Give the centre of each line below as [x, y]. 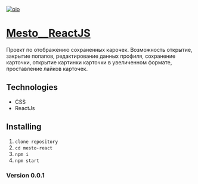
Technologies [32, 87]
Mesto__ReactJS [48, 33]
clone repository [36, 142]
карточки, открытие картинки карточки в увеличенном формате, [89, 62]
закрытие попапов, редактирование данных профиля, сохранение [91, 56]
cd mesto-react [34, 148]
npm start [27, 161]
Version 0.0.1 [25, 176]
